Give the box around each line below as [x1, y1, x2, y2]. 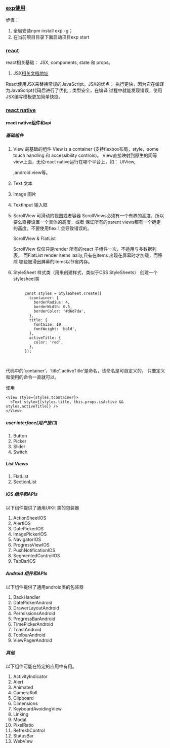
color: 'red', [33, 340, 64, 345]
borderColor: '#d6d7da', [33, 309, 86, 314]
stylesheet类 [13, 276, 40, 282]
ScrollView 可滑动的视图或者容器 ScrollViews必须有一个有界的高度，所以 [13, 213, 164, 219]
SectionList [13, 479, 37, 485]
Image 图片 [13, 191, 37, 197]
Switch [13, 449, 28, 455]
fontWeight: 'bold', [33, 326, 77, 332]
